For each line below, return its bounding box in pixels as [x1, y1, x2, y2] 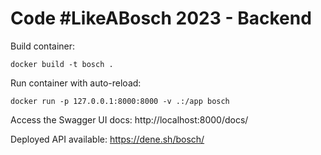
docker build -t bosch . [10, 59, 114, 69]
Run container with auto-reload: [10, 77, 142, 89]
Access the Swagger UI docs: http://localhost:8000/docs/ [10, 113, 249, 126]
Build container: [10, 40, 76, 52]
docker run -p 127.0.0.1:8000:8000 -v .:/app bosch [10, 96, 230, 106]
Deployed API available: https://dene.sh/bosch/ [10, 133, 205, 145]
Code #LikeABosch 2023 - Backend [10, 7, 312, 30]
